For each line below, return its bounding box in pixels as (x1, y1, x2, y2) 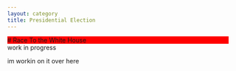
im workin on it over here (7, 56, 79, 65)
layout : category (7, 10, 58, 17)
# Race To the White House (7, 35, 86, 44)
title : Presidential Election (7, 17, 96, 24)
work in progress (7, 43, 56, 52)
